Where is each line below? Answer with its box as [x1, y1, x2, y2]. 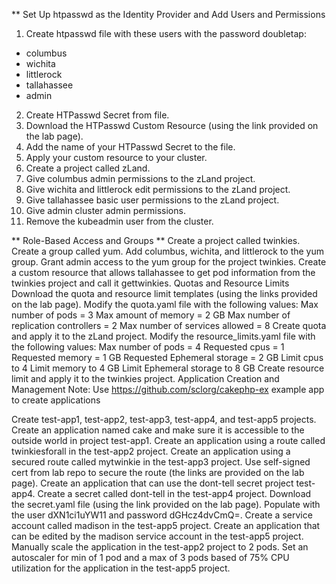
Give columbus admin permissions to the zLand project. [25, 173, 256, 184]
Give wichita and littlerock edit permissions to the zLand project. [25, 184, 291, 195]
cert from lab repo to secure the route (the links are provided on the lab [11, 467, 305, 478]
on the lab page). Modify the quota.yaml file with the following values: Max [11, 299, 319, 310]
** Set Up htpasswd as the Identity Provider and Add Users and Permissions [11, 9, 326, 20]
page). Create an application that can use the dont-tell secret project [11, 477, 294, 489]
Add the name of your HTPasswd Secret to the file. [25, 141, 236, 153]
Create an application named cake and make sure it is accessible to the [11, 424, 305, 436]
